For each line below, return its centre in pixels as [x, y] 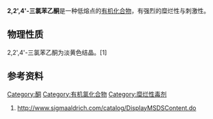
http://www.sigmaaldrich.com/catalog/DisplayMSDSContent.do [106, 108]
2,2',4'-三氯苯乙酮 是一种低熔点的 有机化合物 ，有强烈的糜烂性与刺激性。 [109, 11]
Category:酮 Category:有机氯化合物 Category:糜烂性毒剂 [87, 94]
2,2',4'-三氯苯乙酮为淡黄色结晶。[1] [57, 52]
